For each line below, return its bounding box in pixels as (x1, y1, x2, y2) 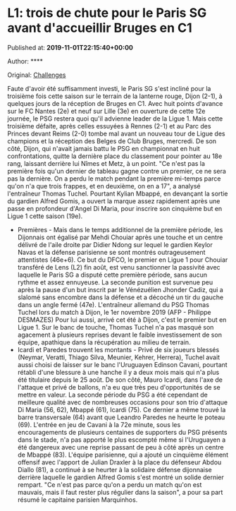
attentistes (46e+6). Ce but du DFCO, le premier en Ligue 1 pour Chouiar (17, 255, 228, 264)
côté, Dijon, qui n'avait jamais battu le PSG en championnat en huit (7, 144, 201, 152)
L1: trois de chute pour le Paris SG (7, 5, 207, 21)
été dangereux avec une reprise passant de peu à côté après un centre (17, 443, 224, 451)
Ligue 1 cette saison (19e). (7, 212, 83, 220)
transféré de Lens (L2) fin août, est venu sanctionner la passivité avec (17, 263, 221, 271)
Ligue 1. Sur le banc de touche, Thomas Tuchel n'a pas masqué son (17, 323, 214, 331)
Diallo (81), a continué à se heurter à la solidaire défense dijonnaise (17, 465, 213, 474)
